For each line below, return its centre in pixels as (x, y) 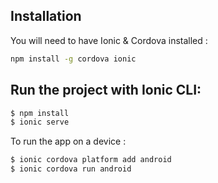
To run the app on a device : (68, 141)
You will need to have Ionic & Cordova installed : (109, 40)
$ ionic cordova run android (71, 169)
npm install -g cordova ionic (73, 59)
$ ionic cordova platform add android (91, 160)
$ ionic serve (40, 122)
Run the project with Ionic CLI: (106, 90)
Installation (46, 16)
